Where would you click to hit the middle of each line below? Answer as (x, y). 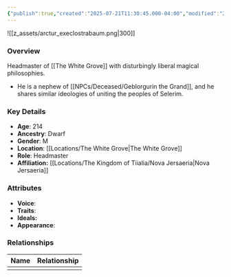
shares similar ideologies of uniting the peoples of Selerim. (100, 93)
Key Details (26, 111)
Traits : (26, 210)
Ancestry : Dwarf (41, 134)
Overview (24, 51)
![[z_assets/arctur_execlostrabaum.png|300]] (71, 33)
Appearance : (36, 225)
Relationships (31, 243)
